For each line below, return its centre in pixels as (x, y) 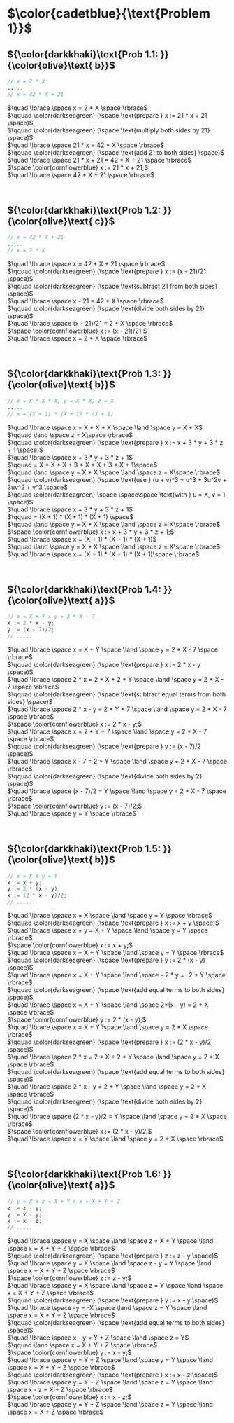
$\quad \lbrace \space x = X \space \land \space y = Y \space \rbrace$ (110, 915)
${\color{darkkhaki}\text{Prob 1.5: (84, 849)
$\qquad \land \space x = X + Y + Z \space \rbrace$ (82, 1345)
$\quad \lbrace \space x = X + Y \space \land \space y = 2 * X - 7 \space (113, 649)
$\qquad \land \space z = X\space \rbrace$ (70, 435)
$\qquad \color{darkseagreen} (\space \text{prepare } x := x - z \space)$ (113, 1375)
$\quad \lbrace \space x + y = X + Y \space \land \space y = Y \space (108, 930)
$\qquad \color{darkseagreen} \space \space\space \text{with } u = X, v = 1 (116, 494)
